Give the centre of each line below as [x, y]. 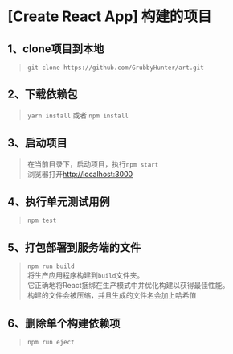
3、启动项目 [37, 143]
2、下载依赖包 [43, 95]
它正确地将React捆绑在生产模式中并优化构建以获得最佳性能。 [128, 286]
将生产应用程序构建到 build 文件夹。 [86, 275]
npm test [42, 221]
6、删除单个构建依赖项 [64, 323]
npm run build [51, 266]
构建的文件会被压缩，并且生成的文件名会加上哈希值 [112, 295]
